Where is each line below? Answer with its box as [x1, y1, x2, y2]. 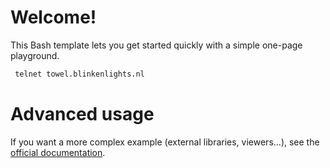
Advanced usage [10, 103, 155, 125]
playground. [10, 49, 60, 61]
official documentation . [10, 146, 106, 158]
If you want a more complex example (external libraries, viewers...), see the [10, 136, 320, 148]
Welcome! [10, 6, 97, 29]
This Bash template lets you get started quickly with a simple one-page [10, 39, 303, 51]
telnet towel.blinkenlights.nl [14, 69, 145, 79]
